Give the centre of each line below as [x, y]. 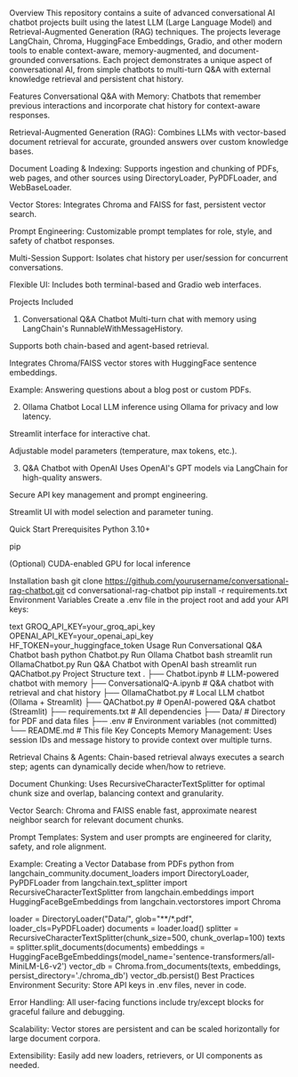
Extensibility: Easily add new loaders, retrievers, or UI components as [136, 1056]
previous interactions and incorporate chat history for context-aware [135, 105]
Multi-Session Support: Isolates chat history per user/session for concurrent [149, 258]
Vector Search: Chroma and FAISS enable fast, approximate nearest [133, 810]
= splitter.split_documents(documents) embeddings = [107, 947]
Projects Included [41, 302]
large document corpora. [55, 1038]
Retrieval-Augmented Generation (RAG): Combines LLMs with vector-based [148, 132]
